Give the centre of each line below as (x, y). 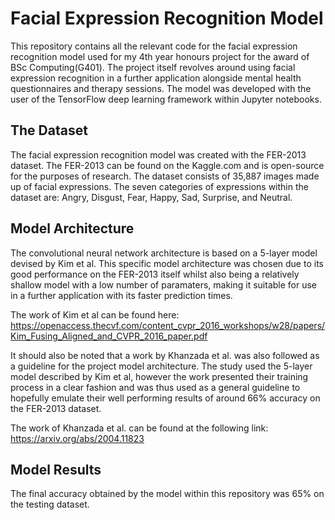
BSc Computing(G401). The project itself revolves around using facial (153, 67)
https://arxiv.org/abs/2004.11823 (77, 438)
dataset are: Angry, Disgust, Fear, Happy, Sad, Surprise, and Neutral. (151, 197)
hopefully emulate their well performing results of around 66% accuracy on (165, 398)
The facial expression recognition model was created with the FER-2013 (158, 154)
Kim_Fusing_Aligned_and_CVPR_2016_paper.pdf (109, 336)
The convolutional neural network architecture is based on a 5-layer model (164, 253)
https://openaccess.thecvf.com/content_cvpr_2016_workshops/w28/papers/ (168, 325)
